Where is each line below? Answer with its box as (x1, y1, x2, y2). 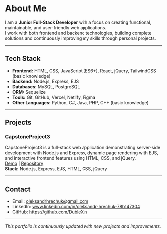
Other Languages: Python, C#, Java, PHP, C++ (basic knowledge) (12, 99, 149, 105)
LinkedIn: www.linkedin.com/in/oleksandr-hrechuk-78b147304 (12, 204, 140, 210)
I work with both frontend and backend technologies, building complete (5, 30, 152, 36)
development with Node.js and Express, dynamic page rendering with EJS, (5, 150, 158, 156)
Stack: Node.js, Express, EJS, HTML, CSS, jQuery (5, 166, 107, 172)
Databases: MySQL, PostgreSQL (12, 83, 80, 90)
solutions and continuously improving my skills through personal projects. (5, 35, 156, 41)
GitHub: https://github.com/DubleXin (12, 209, 87, 215)
